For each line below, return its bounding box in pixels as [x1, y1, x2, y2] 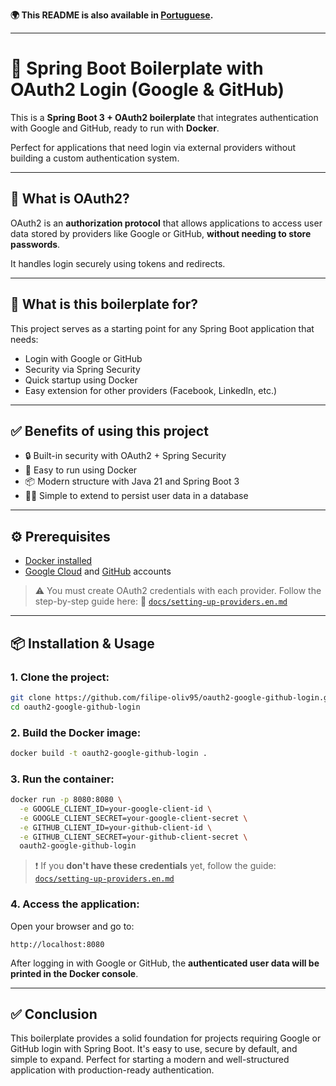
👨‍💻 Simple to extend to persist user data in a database [24, 490, 249, 502]
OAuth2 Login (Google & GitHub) [10, 79, 285, 101]
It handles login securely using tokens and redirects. [10, 257, 226, 269]
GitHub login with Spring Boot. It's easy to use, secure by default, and [10, 1043, 298, 1055]
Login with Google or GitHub [24, 352, 143, 364]
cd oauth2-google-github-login [10, 702, 141, 712]
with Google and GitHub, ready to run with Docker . [10, 122, 220, 134]
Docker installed [24, 555, 93, 567]
